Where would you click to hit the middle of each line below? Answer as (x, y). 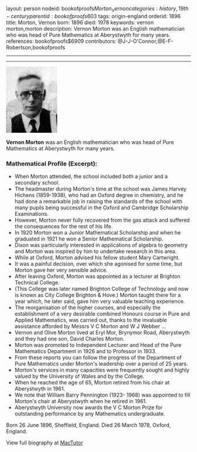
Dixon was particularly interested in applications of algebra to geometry (101, 245)
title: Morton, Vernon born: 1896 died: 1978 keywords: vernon (80, 22)
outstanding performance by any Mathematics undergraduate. (90, 414)
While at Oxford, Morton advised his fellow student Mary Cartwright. (97, 257)
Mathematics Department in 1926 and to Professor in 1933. (86, 351)
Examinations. (31, 214)
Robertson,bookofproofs (36, 47)
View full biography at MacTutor (45, 443)
